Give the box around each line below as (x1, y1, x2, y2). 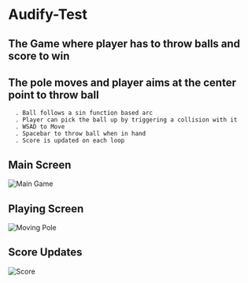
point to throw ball (8, 88, 100, 102)
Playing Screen (8, 202, 84, 215)
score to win (8, 49, 70, 62)
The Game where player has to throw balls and (8, 37, 241, 50)
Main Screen (8, 158, 72, 171)
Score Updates (8, 246, 83, 259)
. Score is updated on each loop (15, 136, 125, 145)
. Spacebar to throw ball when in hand (15, 130, 146, 138)
